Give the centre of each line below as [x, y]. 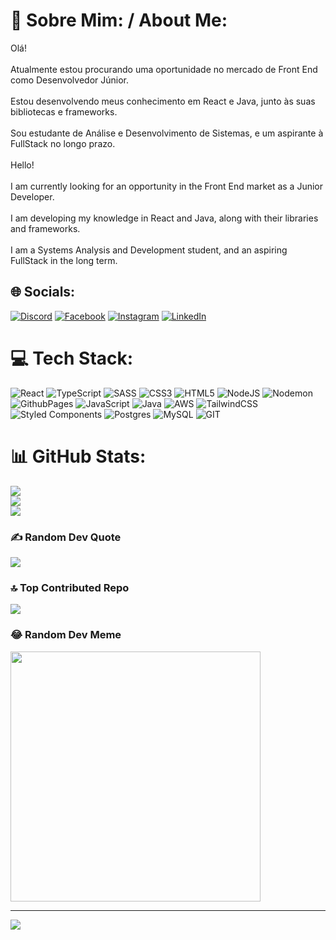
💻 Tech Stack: [72, 358]
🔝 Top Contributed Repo [70, 587]
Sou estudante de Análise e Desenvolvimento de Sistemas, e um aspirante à [167, 133]
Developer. [32, 196]
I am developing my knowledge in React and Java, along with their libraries [164, 218]
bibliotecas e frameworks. [64, 111]
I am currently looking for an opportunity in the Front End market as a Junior [167, 186]
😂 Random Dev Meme [66, 635]
